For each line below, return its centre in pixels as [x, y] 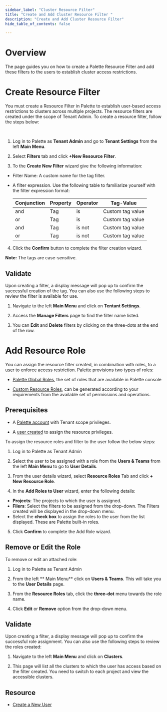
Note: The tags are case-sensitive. [41, 258]
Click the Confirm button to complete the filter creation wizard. [77, 248]
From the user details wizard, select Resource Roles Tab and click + [83, 476]
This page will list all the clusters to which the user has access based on [87, 666]
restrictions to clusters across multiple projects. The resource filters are [79, 111]
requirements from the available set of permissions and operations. [81, 394]
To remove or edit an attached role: [41, 559]
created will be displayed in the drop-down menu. [63, 511]
